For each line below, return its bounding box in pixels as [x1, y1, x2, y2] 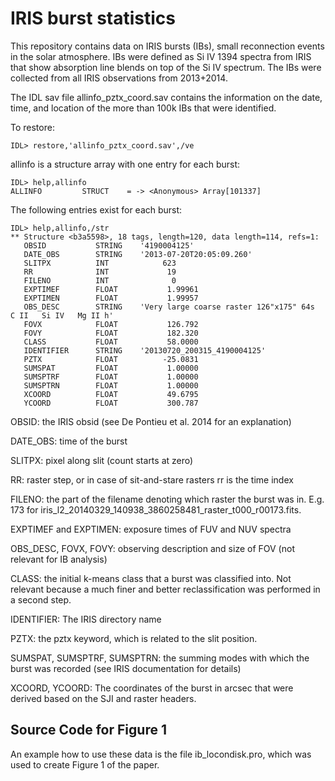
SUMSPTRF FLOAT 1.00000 [23, 372, 199, 382]
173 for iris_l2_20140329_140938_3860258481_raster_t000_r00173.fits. [10, 503, 302, 516]
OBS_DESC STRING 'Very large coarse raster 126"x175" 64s [23, 302, 315, 312]
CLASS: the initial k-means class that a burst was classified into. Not [10, 572, 292, 584]
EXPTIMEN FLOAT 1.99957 [23, 293, 199, 303]
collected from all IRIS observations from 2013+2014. [10, 72, 228, 84]
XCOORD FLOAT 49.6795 [23, 389, 199, 399]
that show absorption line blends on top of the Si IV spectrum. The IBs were [10, 61, 322, 73]
